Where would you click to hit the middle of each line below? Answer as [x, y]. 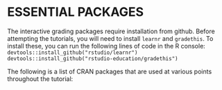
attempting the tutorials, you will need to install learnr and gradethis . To [110, 38]
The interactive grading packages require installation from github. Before [111, 31]
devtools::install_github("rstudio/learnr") [72, 53]
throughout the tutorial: [40, 79]
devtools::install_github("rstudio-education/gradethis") [93, 58]
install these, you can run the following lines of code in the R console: [106, 46]
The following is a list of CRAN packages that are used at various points [110, 71]
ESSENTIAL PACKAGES [76, 12]
